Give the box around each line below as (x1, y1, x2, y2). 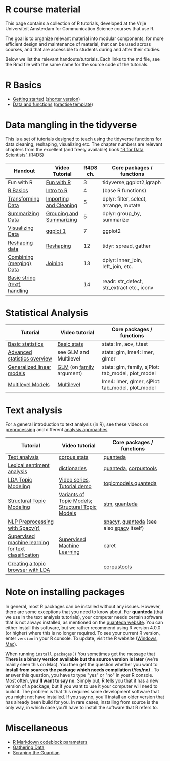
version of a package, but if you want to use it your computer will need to (5, 683, 158, 689)
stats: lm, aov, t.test (102, 340, 148, 347)
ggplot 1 (46, 227, 66, 234)
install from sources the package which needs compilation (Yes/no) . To (5, 667, 159, 673)
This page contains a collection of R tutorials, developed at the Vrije (5, 20, 147, 26)
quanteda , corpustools (103, 465, 157, 472)
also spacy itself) (103, 524, 144, 531)
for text (8, 545, 25, 552)
